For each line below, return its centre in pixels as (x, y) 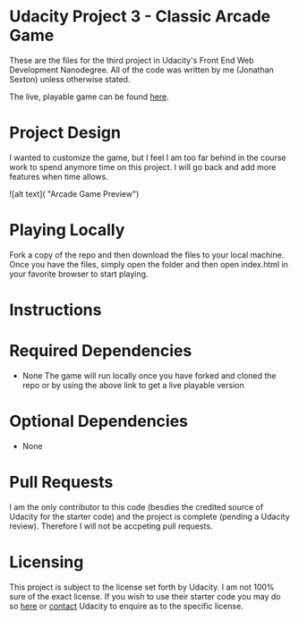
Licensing (47, 562)
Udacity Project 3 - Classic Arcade (140, 17)
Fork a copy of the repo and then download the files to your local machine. (147, 255)
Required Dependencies (101, 351)
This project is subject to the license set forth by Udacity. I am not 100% (142, 587)
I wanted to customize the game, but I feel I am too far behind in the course (148, 157)
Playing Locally (67, 230)
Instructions (56, 310)
